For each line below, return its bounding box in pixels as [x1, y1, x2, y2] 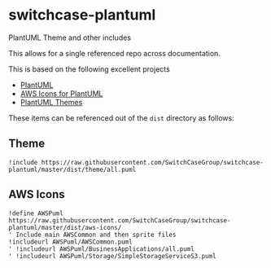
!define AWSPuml [8, 209, 63, 217]
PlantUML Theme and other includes [8, 33, 132, 42]
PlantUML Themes [20, 97, 83, 107]
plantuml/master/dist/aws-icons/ [8, 223, 122, 231]
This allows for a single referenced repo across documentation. [8, 48, 221, 58]
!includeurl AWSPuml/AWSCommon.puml [8, 238, 133, 246]
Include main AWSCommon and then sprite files [15, 231, 177, 239]
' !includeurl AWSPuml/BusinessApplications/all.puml [8, 244, 195, 253]
